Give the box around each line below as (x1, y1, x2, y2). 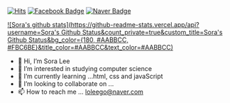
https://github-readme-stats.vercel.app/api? (70, 21, 200, 28)
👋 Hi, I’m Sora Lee (17, 57, 70, 65)
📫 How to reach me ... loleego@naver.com (17, 87, 144, 96)
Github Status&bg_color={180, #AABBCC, (7, 36, 129, 44)
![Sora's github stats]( (7, 21, 71, 28)
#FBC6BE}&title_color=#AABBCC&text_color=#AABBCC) (7, 43, 174, 51)
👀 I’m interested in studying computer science (17, 65, 153, 72)
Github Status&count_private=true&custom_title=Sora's (61, 28, 223, 36)
